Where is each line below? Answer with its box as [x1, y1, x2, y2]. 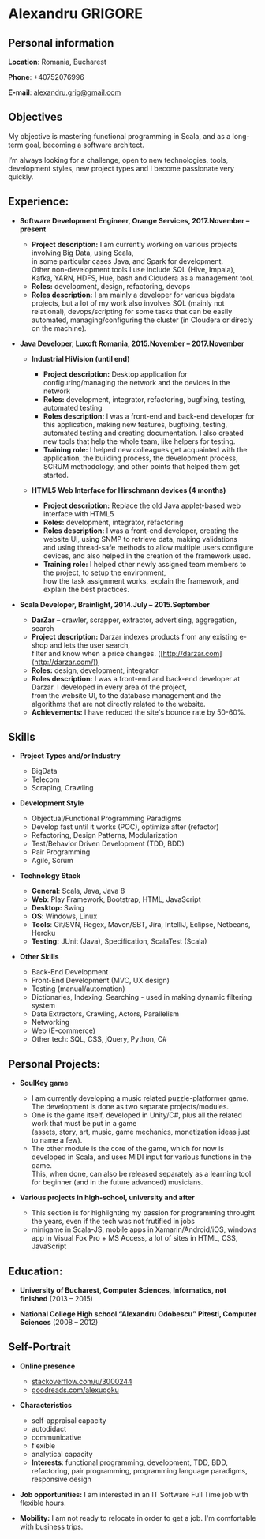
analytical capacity [31, 1449, 93, 1458]
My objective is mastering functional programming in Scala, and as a [8, 131, 231, 141]
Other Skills [19, 952, 59, 962]
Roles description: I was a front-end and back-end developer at [31, 674, 241, 683]
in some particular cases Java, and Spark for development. [31, 256, 223, 265]
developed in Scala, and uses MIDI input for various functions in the [31, 1152, 252, 1162]
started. [43, 470, 69, 479]
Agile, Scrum [31, 856, 73, 865]
